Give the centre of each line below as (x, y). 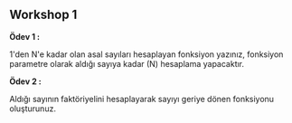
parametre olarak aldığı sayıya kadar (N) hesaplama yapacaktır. (127, 63)
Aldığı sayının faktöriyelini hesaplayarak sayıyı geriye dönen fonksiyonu (141, 99)
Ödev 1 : (25, 36)
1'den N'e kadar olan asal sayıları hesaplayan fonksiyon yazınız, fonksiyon (146, 54)
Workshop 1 (43, 15)
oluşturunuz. (33, 109)
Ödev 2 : (26, 81)
